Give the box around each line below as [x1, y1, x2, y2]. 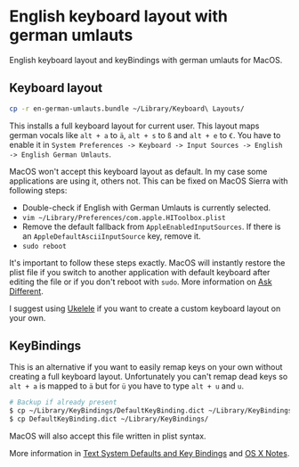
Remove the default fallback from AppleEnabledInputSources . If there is [21, 221, 281, 232]
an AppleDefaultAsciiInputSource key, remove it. [21, 230, 202, 242]
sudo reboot [21, 242, 67, 250]
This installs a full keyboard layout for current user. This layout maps [9, 120, 260, 131]
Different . [9, 285, 44, 296]
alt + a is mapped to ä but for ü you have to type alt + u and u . [9, 381, 245, 391]
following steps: [9, 184, 68, 195]
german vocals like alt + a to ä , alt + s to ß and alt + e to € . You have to [9, 129, 281, 140]
